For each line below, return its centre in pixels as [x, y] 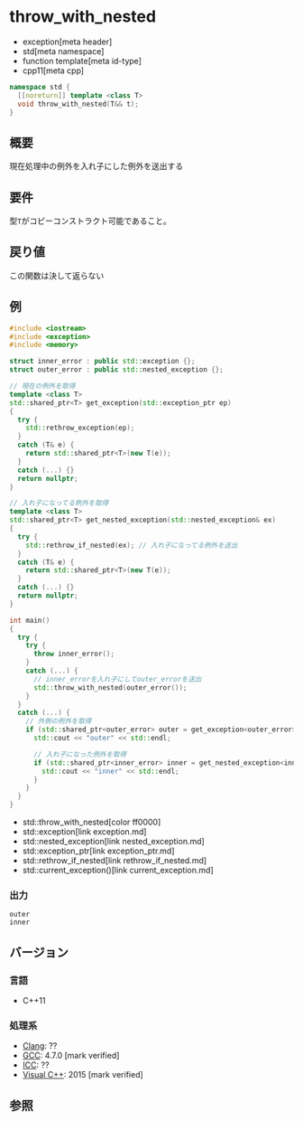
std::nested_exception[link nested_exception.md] [113, 842]
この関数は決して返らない [57, 275]
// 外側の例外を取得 [59, 721]
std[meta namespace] [63, 51]
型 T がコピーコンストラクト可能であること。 [90, 221]
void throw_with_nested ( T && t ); [78, 104]
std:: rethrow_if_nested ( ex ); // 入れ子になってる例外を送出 [132, 545]
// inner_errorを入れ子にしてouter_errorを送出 [117, 679]
